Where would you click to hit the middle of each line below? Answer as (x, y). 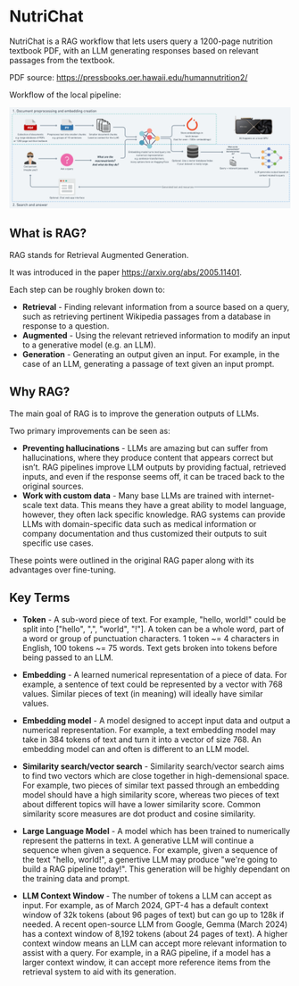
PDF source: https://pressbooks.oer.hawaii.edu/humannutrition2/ (129, 77)
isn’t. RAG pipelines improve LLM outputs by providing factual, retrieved (154, 467)
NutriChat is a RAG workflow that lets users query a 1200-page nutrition (141, 41)
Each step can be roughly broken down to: (87, 289)
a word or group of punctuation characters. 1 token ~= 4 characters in (150, 638)
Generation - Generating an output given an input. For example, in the (151, 354)
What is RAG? (48, 234)
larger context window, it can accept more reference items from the (146, 962)
